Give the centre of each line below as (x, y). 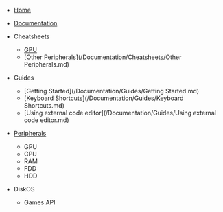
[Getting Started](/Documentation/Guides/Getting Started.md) (111, 91)
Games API (40, 202)
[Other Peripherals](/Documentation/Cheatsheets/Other (103, 57)
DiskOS (24, 189)
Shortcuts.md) (44, 105)
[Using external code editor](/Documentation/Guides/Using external (120, 113)
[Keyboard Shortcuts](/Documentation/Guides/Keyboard (104, 98)
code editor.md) (46, 120)
